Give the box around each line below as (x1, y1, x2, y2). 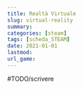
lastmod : (7, 49, 33, 56)
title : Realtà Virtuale (7, 10, 77, 17)
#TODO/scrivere (7, 74, 54, 83)
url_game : (7, 56, 36, 63)
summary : (7, 23, 33, 30)
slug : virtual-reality (7, 17, 73, 24)
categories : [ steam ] (7, 29, 68, 37)
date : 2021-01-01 (7, 42, 58, 49)
